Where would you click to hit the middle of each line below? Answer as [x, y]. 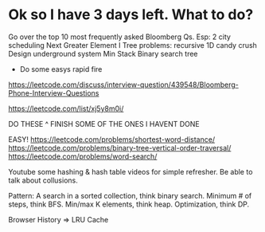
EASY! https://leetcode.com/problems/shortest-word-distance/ [112, 139]
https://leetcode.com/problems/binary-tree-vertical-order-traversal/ [120, 147]
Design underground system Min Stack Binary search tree [103, 53]
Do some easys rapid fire [61, 69]
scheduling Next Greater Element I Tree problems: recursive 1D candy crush [132, 45]
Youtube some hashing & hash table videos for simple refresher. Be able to [131, 171]
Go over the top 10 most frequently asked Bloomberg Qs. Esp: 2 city [119, 37]
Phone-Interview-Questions [54, 92]
